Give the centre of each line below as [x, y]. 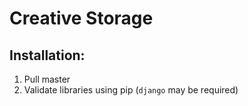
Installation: [47, 55]
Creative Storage [81, 18]
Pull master [47, 79]
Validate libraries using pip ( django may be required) [131, 90]
